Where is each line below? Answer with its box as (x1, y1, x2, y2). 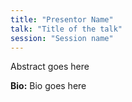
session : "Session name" (10, 33, 114, 43)
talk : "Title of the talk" (10, 24, 123, 34)
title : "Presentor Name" (10, 14, 114, 25)
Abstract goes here (10, 61, 90, 73)
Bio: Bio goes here (10, 80, 87, 92)
